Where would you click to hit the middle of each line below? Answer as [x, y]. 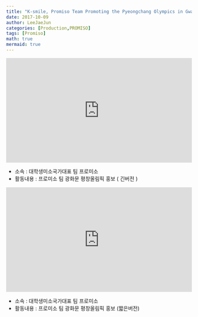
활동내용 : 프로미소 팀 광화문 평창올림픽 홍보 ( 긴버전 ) [76, 179]
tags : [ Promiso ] [26, 34]
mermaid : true [24, 45]
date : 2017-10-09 [27, 17]
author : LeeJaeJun [29, 22]
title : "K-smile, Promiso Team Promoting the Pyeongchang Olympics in [95, 11]
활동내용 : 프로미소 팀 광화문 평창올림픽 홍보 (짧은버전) [77, 308]
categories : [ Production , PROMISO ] [49, 28]
